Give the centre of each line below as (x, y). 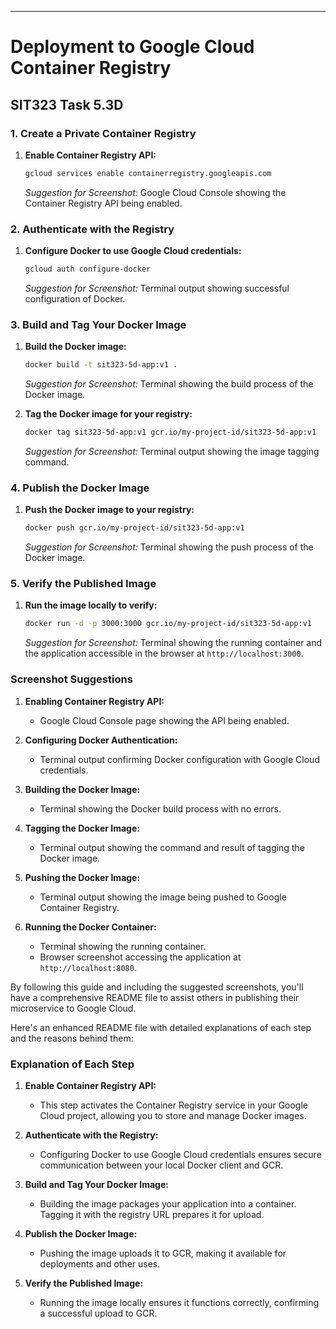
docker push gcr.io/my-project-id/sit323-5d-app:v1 (134, 528)
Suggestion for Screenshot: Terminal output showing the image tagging (172, 451)
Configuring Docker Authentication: (101, 740)
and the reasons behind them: (72, 1038)
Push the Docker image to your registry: (109, 510)
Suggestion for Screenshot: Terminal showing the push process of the (169, 547)
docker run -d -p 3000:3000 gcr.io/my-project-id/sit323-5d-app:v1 (168, 624)
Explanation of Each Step (72, 1064)
